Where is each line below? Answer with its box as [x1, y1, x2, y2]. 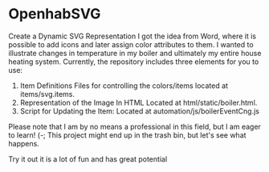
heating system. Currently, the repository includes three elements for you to [8, 57, 259, 66]
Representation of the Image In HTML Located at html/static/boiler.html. [19, 98, 258, 107]
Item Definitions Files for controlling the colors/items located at [19, 81, 229, 90]
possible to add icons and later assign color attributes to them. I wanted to [8, 39, 255, 49]
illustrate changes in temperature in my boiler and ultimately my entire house [8, 48, 262, 58]
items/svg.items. [19, 89, 75, 98]
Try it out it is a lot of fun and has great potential [8, 154, 168, 164]
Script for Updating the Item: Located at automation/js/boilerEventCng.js [19, 106, 259, 116]
